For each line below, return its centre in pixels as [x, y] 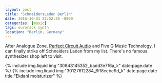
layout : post [18, 9]
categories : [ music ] [26, 23]
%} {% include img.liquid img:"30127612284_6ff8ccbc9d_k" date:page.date [81, 71]
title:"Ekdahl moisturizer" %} [34, 76]
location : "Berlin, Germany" [35, 32]
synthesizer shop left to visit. [34, 56]
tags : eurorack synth [27, 28]
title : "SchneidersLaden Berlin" [39, 14]
